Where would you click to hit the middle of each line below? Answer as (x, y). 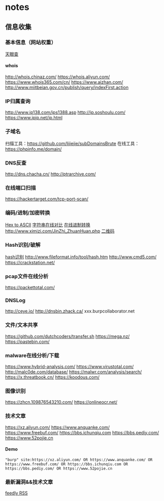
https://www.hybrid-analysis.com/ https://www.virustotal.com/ (70, 367)
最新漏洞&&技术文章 (29, 482)
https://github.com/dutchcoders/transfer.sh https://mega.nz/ (68, 336)
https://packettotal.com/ (30, 288)
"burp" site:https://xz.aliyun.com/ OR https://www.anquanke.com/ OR (79, 460)
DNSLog (15, 301)
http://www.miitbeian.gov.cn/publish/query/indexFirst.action (67, 87)
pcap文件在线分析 (27, 276)
